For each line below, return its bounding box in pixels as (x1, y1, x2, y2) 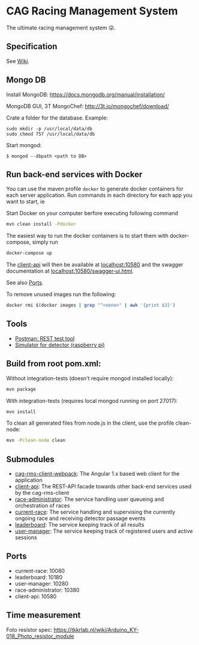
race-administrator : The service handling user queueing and (14, 495, 164, 503)
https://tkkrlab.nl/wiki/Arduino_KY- (53, 626, 139, 633)
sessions (14, 534, 37, 541)
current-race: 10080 (14, 567, 65, 574)
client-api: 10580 (14, 593, 57, 600)
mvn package (6, 386, 36, 392)
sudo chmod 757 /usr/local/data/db (6, 131, 95, 137)
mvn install (6, 408, 36, 415)
